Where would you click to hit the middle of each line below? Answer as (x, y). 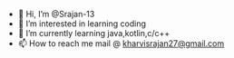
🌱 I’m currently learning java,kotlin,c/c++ (94, 33)
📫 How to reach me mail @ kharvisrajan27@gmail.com (121, 43)
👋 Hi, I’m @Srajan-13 (56, 14)
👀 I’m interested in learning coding (82, 24)
